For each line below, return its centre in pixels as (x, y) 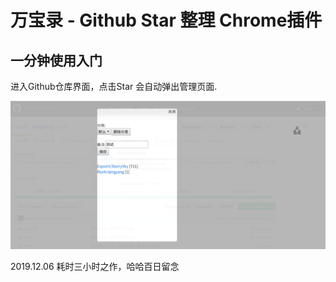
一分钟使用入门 (56, 60)
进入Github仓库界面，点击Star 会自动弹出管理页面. (114, 86)
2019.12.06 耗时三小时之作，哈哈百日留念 (95, 267)
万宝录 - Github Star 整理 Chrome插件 (166, 20)
